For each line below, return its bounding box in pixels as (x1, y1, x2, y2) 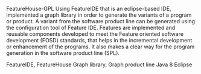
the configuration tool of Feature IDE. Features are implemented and (6, 24, 176, 31)
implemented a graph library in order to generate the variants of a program (6, 11, 192, 18)
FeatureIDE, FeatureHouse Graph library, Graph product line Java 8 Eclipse (6, 61, 193, 68)
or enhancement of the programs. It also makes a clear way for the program (6, 43, 195, 50)
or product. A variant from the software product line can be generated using (6, 18, 195, 24)
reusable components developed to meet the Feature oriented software (6, 30, 184, 38)
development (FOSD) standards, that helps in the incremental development (6, 37, 193, 44)
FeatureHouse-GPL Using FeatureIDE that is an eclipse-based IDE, (6, 5, 171, 12)
